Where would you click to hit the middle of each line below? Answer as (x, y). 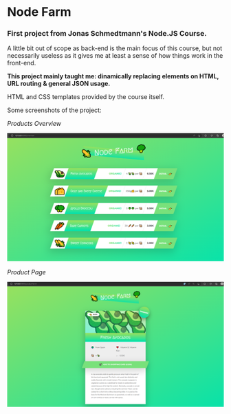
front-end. (22, 63)
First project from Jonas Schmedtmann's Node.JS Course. (107, 34)
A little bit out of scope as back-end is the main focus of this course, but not (115, 48)
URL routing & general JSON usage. (59, 84)
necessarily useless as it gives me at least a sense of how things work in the (115, 56)
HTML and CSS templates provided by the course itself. (86, 97)
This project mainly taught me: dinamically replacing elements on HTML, (113, 76)
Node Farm (39, 12)
